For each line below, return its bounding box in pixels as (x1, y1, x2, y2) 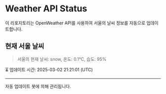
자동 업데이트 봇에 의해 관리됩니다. (5, 83, 71, 89)
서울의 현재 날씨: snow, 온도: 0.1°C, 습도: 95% (17, 56, 107, 62)
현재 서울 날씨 (5, 42, 44, 50)
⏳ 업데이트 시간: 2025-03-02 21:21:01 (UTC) (5, 66, 93, 72)
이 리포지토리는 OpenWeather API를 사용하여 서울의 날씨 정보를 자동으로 (5, 20, 146, 26)
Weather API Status (5, 3, 87, 14)
